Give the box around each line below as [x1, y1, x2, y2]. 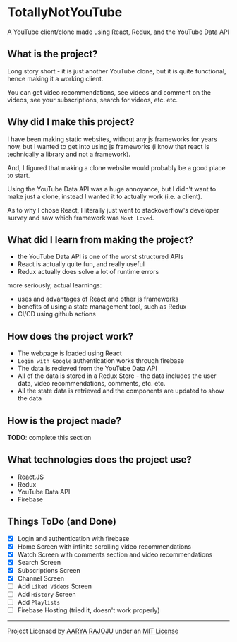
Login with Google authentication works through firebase [17, 357, 185, 365]
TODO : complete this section [7, 434, 92, 441]
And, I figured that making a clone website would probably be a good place [7, 163, 226, 172]
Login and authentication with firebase [17, 534, 130, 542]
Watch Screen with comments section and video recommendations [17, 550, 213, 559]
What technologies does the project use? [7, 453, 193, 466]
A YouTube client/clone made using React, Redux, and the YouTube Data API [7, 28, 230, 36]
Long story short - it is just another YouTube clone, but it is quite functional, [7, 66, 226, 75]
